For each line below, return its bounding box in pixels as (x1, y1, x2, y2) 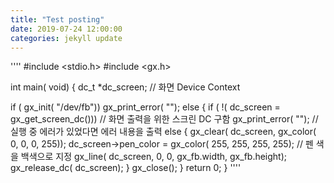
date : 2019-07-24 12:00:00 (10, 24, 123, 34)
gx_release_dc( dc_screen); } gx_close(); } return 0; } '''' (10, 162, 242, 174)
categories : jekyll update (10, 33, 123, 43)
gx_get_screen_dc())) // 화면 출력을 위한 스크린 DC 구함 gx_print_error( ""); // (10, 113, 319, 125)
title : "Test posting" (10, 14, 105, 25)
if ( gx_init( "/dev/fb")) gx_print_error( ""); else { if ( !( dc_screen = (10, 101, 281, 113)
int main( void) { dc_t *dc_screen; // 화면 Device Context (10, 81, 241, 93)
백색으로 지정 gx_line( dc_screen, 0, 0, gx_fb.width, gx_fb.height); (20, 151, 288, 163)
